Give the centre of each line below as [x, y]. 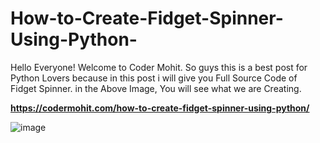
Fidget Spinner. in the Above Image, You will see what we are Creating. [156, 88]
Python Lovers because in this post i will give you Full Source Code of [154, 78]
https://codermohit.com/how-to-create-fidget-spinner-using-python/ [160, 108]
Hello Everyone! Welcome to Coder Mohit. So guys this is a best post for [159, 67]
